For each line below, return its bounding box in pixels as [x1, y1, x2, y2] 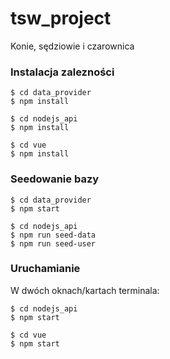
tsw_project [10, 7, 112, 30]
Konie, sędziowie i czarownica [10, 40, 135, 52]
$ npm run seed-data [10, 230, 97, 240]
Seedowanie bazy [10, 172, 100, 186]
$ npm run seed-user [10, 238, 97, 249]
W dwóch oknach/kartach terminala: [10, 284, 160, 296]
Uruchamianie [10, 262, 81, 276]
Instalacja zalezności [10, 65, 115, 79]
